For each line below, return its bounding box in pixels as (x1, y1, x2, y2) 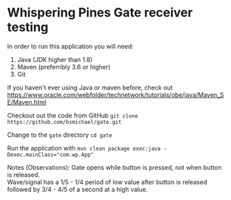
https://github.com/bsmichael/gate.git (7, 118, 122, 125)
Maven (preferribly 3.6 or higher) (17, 63, 111, 71)
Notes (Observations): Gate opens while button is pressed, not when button (7, 163, 222, 171)
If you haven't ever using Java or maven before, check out (7, 83, 173, 91)
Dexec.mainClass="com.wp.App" (7, 151, 94, 158)
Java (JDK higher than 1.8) (17, 55, 93, 63)
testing (7, 19, 49, 35)
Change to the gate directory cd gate (7, 131, 112, 139)
